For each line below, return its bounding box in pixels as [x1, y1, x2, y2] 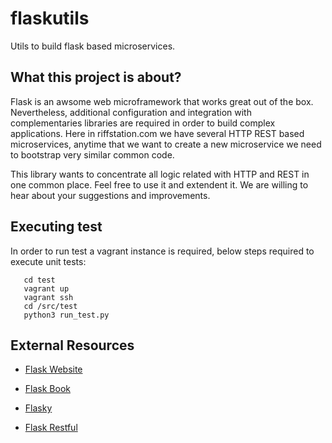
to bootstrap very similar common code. [10, 148, 175, 161]
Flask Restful [24, 422, 78, 434]
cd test [23, 275, 56, 285]
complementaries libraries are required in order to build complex [10, 117, 276, 129]
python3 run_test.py [23, 310, 110, 320]
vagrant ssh [23, 292, 74, 302]
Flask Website [24, 363, 83, 376]
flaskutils [10, 7, 90, 30]
